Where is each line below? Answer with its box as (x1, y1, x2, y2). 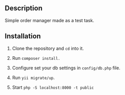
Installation (5, 32, 41, 41)
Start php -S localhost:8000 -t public (12, 84, 94, 90)
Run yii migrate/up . (12, 74, 55, 80)
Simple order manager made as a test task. (5, 17, 95, 23)
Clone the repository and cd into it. (12, 45, 84, 51)
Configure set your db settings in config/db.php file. (12, 65, 120, 71)
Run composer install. (12, 55, 60, 61)
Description (5, 4, 43, 13)
